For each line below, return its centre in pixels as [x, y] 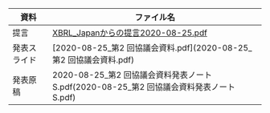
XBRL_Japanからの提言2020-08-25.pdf [129, 33]
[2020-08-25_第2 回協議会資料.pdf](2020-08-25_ [152, 48]
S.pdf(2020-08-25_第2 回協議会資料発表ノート [143, 87]
